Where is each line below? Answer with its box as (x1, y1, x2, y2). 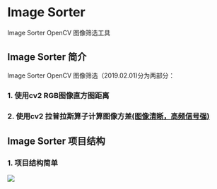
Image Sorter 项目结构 (7, 135, 106, 147)
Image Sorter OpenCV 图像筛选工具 (7, 28, 111, 37)
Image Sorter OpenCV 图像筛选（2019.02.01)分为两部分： (7, 71, 175, 80)
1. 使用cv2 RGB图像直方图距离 (7, 90, 110, 100)
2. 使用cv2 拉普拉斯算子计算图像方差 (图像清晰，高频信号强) (7, 111, 210, 121)
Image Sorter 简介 (7, 51, 87, 63)
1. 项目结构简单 (7, 158, 59, 168)
